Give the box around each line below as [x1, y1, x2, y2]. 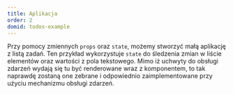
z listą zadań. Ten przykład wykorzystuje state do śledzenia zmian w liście [7, 49, 222, 58]
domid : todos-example [7, 23, 70, 30]
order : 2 [7, 17, 33, 24]
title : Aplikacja [7, 10, 58, 17]
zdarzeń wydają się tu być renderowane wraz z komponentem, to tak [7, 64, 206, 73]
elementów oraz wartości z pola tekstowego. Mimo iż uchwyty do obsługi [7, 57, 218, 65]
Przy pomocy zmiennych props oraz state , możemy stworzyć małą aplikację [7, 42, 227, 51]
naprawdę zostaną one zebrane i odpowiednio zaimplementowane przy [7, 72, 213, 80]
